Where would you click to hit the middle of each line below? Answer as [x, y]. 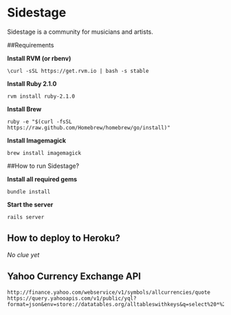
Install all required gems [42, 179]
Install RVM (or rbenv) [39, 58]
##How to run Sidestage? [43, 166]
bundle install [29, 192]
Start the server [30, 204]
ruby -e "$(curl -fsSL [40, 122]
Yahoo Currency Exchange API [74, 276]
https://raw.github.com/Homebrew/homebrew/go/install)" [89, 128]
